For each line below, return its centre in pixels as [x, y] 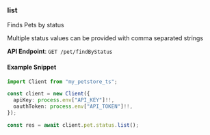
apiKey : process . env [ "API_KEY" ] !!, [64, 100]
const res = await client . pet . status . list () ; [73, 125]
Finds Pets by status [36, 25]
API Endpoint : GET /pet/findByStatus [60, 51]
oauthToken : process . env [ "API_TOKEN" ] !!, [73, 107]
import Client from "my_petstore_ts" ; [62, 81]
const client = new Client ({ [49, 94]
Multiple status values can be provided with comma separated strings [105, 38]
